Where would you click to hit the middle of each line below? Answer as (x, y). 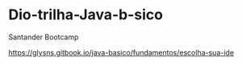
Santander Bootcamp (44, 37)
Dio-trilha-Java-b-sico (86, 15)
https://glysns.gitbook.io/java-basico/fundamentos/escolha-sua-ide (121, 52)
